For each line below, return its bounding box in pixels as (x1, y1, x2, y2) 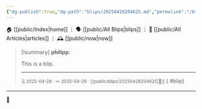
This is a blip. (20, 60, 54, 67)
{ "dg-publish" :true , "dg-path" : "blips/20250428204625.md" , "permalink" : (6, 8, 187, 15)
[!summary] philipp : (20, 49, 71, 56)
